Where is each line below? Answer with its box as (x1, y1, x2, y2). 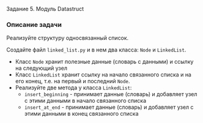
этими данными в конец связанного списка (24, 110, 139, 117)
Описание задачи (6, 20, 62, 29)
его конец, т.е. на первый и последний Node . (15, 78, 130, 85)
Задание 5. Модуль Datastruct (6, 6, 84, 12)
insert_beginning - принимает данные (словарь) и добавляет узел (24, 91, 197, 98)
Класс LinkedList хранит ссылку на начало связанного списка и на (15, 71, 191, 78)
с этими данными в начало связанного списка (24, 97, 147, 105)
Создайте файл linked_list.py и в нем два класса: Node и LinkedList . (6, 46, 186, 54)
